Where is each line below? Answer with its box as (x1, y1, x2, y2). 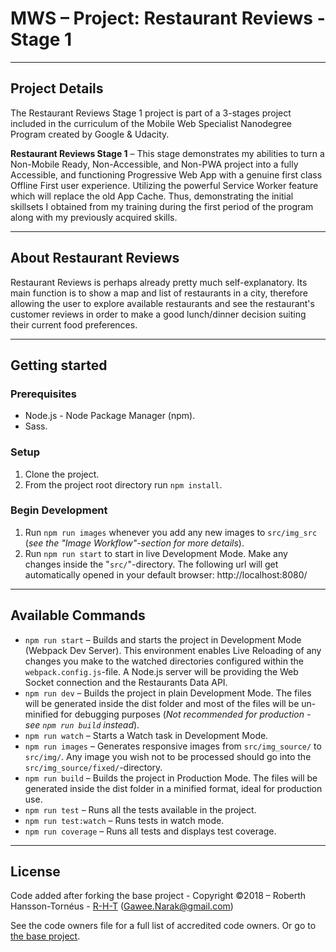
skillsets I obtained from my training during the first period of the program (10, 200, 314, 212)
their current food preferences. (10, 318, 138, 331)
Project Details (10, 80, 104, 97)
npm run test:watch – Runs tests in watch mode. (24, 814, 225, 826)
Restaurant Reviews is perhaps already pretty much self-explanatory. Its (10, 276, 308, 288)
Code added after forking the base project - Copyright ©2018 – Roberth (10, 890, 306, 902)
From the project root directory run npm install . (24, 478, 223, 491)
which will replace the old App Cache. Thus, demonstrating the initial (10, 190, 294, 202)
